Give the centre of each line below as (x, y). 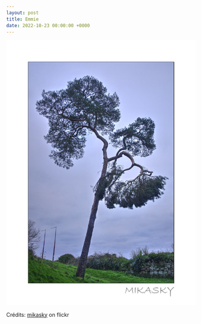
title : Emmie (23, 19)
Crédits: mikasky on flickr (38, 314)
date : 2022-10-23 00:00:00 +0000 (48, 25)
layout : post (23, 13)
